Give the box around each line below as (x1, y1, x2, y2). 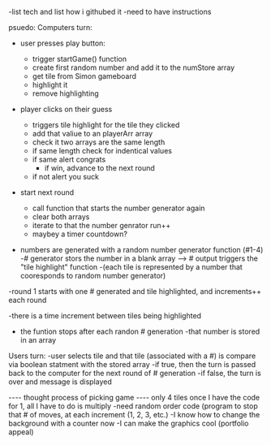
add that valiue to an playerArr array (32, 129, 153, 138)
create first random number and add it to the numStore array (32, 63, 235, 72)
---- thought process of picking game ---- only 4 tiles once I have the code (8, 393, 260, 402)
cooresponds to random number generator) (19, 271, 166, 280)
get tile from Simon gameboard (32, 71, 136, 80)
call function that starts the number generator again (32, 203, 205, 213)
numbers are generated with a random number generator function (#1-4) (19, 245, 264, 254)
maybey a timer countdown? (32, 229, 128, 239)
